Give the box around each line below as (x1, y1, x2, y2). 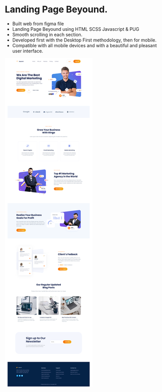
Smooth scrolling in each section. (12, 31, 83, 37)
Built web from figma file (12, 21, 64, 27)
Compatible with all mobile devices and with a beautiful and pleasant (12, 42, 157, 48)
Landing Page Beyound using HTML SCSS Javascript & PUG (12, 26, 140, 32)
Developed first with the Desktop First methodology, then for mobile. (12, 37, 157, 43)
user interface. (12, 48, 43, 54)
